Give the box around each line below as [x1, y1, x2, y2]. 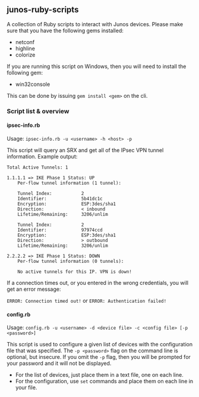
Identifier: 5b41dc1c [17, 196, 103, 201]
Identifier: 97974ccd [17, 227, 103, 233]
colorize [15, 51, 36, 58]
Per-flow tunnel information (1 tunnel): [17, 180, 121, 186]
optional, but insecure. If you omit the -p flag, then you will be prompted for [7, 353, 191, 361]
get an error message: [7, 286, 61, 293]
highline [15, 45, 35, 52]
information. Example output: [7, 153, 78, 160]
